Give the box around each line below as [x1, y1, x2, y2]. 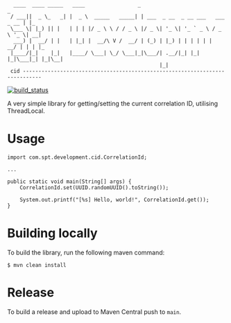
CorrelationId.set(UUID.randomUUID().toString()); [19, 184, 169, 191]
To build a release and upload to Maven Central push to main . [7, 307, 182, 316]
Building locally [7, 225, 99, 241]
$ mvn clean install [7, 261, 67, 268]
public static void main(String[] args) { [7, 178, 132, 185]
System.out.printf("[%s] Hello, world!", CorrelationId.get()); [19, 196, 209, 203]
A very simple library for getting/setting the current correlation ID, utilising [7, 99, 219, 107]
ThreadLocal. [7, 107, 45, 115]
